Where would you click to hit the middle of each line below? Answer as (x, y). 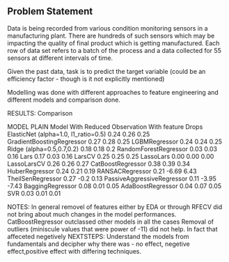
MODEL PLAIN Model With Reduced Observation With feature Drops (105, 126)
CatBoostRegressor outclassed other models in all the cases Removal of (111, 222)
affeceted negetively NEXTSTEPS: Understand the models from (98, 236)
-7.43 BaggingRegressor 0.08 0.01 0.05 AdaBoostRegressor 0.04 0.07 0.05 (114, 186)
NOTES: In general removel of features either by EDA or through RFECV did (115, 207)
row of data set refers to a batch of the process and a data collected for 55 (114, 50)
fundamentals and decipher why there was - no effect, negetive (98, 244)
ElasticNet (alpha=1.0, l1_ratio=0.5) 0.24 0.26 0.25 (79, 134)
